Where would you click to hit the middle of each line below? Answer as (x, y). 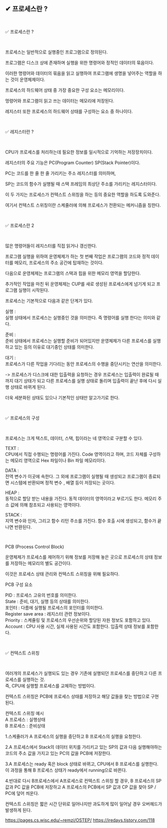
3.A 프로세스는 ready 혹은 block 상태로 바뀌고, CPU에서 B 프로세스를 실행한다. (82, 763)
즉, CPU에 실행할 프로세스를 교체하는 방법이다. (50, 685)
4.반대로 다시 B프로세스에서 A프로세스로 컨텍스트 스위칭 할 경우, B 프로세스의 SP (83, 780)
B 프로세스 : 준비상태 (25, 725)
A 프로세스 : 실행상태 (25, 719)
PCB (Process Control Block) (35, 546)
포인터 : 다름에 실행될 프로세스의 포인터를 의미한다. (54, 607)
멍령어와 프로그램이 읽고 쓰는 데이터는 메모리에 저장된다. (60, 100)
